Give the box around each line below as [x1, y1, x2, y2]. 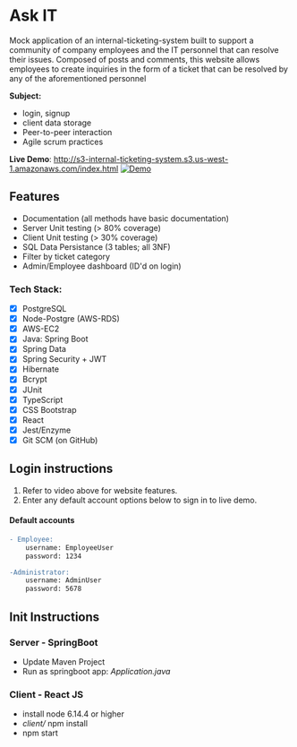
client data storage [21, 117, 92, 128]
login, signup [21, 107, 71, 118]
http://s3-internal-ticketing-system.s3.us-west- [53, 153, 229, 164]
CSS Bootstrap [21, 404, 77, 415]
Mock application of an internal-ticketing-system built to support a [9, 35, 254, 46]
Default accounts [9, 515, 75, 526]
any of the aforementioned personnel [9, 73, 147, 83]
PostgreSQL [21, 304, 67, 314]
